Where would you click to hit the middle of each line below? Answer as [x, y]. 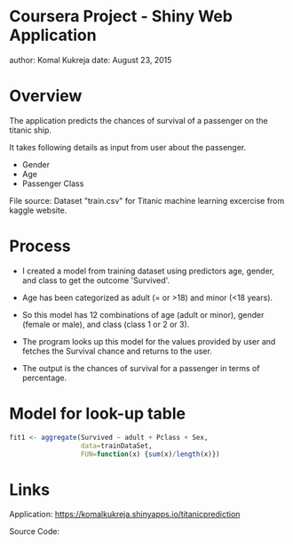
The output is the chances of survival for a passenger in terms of [141, 368]
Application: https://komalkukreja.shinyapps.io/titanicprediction [125, 515]
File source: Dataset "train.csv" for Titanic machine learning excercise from [147, 200]
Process [40, 246]
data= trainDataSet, [116, 446]
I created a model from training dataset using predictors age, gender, [148, 271]
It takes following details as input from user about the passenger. [128, 147]
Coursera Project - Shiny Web [121, 16]
